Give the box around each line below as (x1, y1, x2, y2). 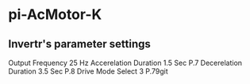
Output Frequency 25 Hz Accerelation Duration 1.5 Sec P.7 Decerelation (8, 58, 243, 67)
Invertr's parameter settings (8, 37, 151, 51)
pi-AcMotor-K (8, 6, 102, 24)
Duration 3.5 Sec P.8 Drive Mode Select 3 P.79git (8, 67, 168, 76)
